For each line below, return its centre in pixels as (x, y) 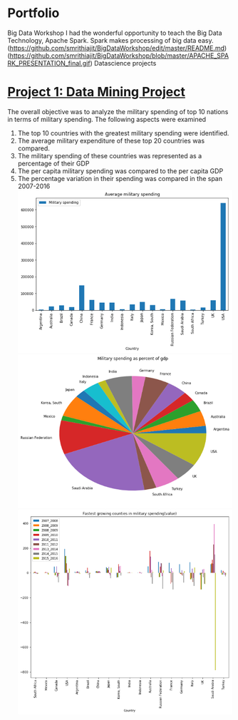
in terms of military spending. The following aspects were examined (107, 119)
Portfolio (33, 13)
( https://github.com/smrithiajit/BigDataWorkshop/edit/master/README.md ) (117, 48)
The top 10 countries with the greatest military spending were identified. (123, 133)
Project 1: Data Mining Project (96, 92)
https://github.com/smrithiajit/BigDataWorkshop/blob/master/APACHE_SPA (119, 56)
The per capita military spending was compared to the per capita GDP (120, 171)
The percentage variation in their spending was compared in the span (120, 178)
